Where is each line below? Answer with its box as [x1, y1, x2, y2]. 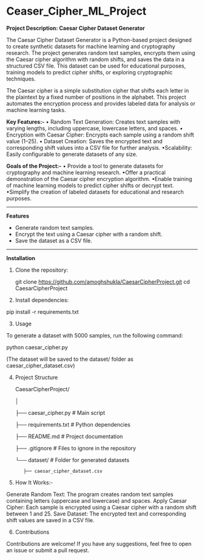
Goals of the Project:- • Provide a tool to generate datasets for [6, 162, 164, 169]
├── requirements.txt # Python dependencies [15, 420, 131, 428]
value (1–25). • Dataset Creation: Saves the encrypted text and [6, 137, 163, 144]
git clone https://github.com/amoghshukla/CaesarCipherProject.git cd [15, 278, 190, 285]
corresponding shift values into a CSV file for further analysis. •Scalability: [6, 144, 192, 151]
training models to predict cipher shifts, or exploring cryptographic [6, 68, 173, 76]
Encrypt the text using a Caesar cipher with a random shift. [15, 230, 163, 238]
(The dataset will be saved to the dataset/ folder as [6, 355, 134, 363]
